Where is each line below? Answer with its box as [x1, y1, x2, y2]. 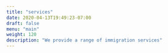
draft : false [6, 20, 40, 26]
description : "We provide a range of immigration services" [6, 37, 163, 43]
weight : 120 [6, 32, 37, 38]
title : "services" [6, 9, 53, 15]
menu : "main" [6, 26, 40, 32]
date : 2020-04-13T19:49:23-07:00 [6, 15, 92, 21]
